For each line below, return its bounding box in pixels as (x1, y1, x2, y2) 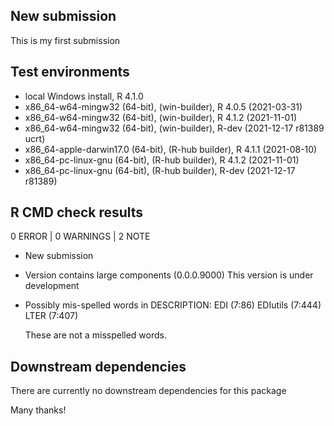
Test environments (10, 64, 130, 81)
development (24, 280, 80, 292)
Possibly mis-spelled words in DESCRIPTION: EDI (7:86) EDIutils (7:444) (24, 299, 322, 311)
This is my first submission (10, 34, 121, 46)
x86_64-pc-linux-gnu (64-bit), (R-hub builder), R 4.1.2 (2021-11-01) (24, 154, 300, 166)
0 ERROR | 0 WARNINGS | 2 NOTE (10, 230, 151, 243)
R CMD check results (10, 204, 144, 221)
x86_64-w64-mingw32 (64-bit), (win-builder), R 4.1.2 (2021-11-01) (24, 111, 298, 123)
